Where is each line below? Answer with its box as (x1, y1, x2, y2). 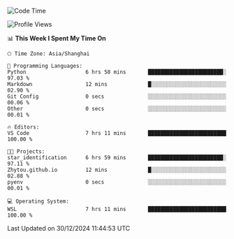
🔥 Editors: (7, 124, 40, 131)
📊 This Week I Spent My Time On (7, 34, 106, 42)
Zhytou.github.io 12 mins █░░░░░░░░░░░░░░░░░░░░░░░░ (7, 166, 227, 173)
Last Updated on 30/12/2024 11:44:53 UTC (7, 224, 131, 232)
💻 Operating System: (7, 198, 70, 205)
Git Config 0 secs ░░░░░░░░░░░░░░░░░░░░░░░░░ (7, 93, 227, 100)
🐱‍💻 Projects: (7, 148, 45, 155)
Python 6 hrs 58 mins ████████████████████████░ (7, 68, 227, 75)
